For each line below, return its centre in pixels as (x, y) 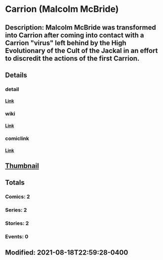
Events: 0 (17, 236)
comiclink (17, 138)
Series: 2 (16, 210)
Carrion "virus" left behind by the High (66, 43)
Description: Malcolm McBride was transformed (81, 27)
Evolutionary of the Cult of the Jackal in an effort (81, 51)
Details (16, 75)
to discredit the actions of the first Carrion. (72, 58)
